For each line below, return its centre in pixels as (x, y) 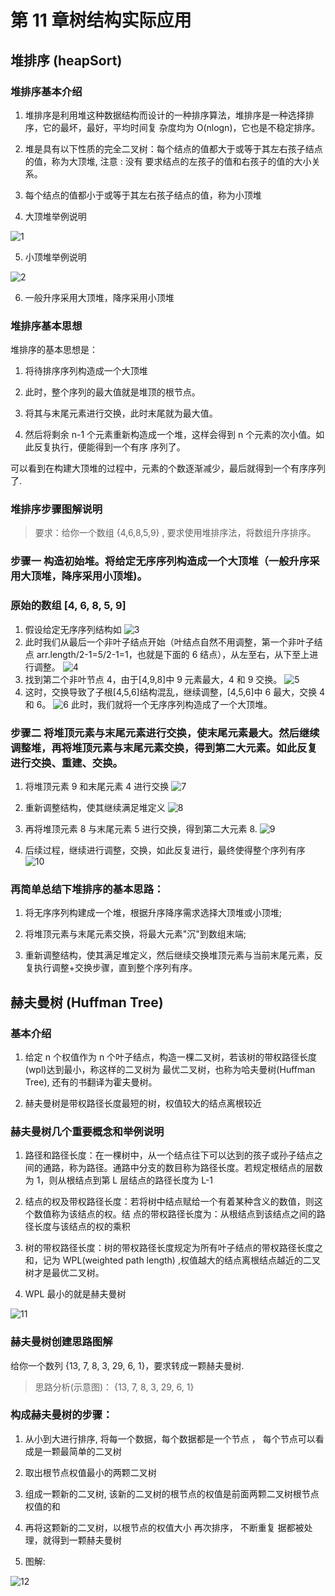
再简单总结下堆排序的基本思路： (87, 889)
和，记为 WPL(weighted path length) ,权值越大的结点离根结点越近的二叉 (172, 1260)
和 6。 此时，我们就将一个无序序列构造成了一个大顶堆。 (148, 704)
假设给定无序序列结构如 (73, 629)
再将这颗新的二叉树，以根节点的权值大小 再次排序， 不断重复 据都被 (164, 1527)
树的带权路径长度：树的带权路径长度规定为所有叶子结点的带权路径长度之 (173, 1248)
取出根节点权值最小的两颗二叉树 (90, 1472)
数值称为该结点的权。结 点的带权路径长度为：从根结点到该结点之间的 (175, 1214)
